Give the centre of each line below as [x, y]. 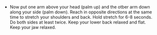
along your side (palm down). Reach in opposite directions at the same [81, 12]
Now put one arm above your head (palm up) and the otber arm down [80, 7]
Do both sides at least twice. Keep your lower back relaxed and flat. [78, 22]
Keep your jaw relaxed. [33, 27]
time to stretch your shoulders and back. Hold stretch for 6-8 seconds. [81, 17]
